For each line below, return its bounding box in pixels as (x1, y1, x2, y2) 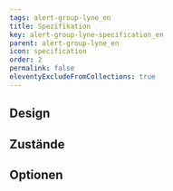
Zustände (9, 137, 65, 152)
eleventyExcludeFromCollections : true (9, 72, 156, 81)
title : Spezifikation (9, 22, 91, 31)
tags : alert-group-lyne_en (9, 13, 111, 23)
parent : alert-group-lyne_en (9, 38, 120, 48)
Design (9, 106, 51, 121)
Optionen (9, 167, 63, 182)
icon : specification (9, 47, 88, 56)
